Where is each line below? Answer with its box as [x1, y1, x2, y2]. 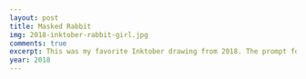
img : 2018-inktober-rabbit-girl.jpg [9, 30, 148, 39]
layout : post [9, 13, 59, 23]
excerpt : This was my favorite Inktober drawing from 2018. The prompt [9, 47, 287, 56]
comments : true [9, 38, 67, 48]
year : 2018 [9, 55, 51, 64]
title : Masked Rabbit [9, 22, 92, 31]
